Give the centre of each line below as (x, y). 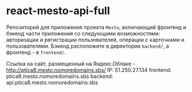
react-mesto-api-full (58, 11)
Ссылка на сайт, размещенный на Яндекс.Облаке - (71, 64)
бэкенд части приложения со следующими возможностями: (83, 33)
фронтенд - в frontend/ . (36, 52)
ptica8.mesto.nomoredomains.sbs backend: (60, 76)
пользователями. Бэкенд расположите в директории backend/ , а (88, 46)
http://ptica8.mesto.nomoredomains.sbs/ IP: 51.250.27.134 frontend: (89, 70)
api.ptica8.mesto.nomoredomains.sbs (52, 82)
